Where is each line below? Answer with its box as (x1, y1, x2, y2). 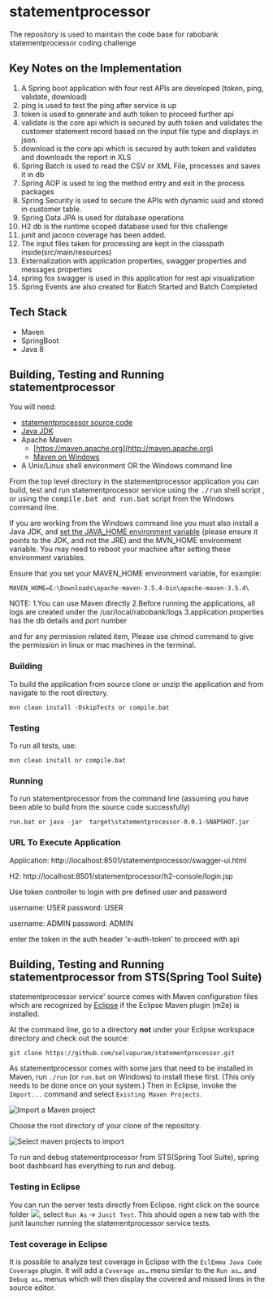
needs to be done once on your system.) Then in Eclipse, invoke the (9, 1080, 237, 1091)
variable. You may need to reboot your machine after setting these (9, 544, 231, 554)
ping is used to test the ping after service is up (20, 100, 177, 110)
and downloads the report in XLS (20, 152, 132, 162)
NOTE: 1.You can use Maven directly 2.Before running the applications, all (9, 598, 255, 608)
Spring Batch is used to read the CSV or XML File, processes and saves (20, 161, 261, 171)
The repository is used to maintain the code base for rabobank (9, 29, 219, 39)
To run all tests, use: (9, 741, 77, 750)
